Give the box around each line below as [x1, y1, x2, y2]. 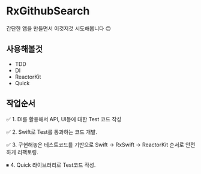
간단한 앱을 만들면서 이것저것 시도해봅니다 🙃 [6, 25, 112, 32]
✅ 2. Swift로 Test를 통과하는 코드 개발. [6, 128, 98, 136]
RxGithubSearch [6, 4, 90, 18]
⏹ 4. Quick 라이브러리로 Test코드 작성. [6, 161, 96, 169]
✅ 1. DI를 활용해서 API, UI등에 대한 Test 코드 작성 [6, 115, 122, 122]
